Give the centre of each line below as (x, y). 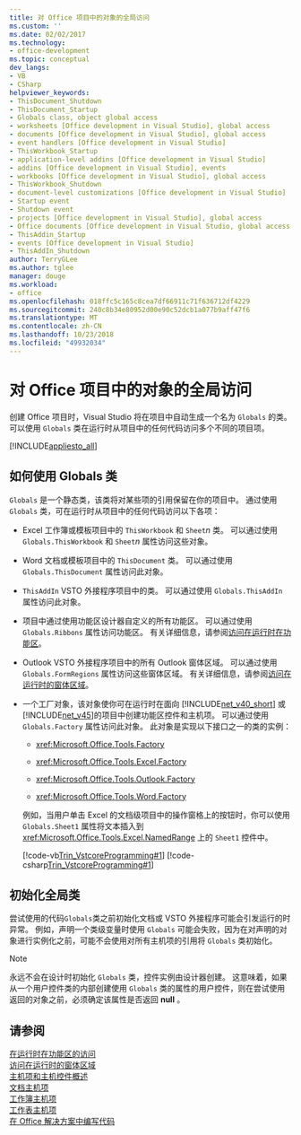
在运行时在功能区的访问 (52, 1054)
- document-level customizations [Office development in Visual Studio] (148, 193)
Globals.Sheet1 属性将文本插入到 (83, 825)
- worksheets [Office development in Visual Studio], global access (140, 127)
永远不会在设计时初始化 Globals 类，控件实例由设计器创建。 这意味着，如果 (148, 977)
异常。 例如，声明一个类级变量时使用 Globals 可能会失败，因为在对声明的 (144, 930)
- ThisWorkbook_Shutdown (56, 185)
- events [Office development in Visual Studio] (102, 243)
